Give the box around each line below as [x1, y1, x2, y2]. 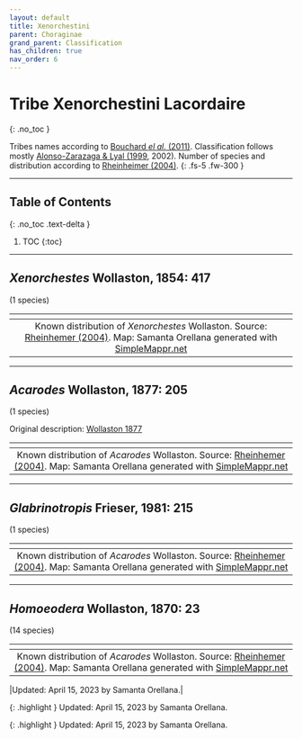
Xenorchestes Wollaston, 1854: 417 [9, 271, 211, 286]
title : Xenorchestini [9, 22, 91, 31]
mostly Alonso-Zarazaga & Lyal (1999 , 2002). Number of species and [9, 150, 266, 161]
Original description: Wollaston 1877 [9, 424, 143, 435]
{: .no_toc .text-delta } [9, 218, 91, 230]
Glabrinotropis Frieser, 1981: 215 [9, 500, 193, 516]
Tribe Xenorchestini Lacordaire [9, 94, 246, 114]
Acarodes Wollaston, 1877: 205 [9, 382, 189, 397]
